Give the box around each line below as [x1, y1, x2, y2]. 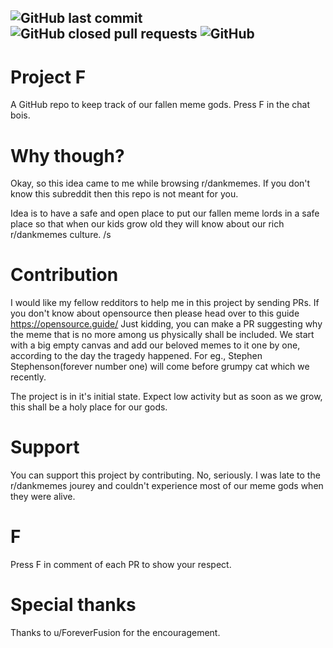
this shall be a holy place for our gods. [10, 401, 168, 413]
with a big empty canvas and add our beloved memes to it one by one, [10, 339, 301, 351]
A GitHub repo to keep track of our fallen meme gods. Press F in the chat [10, 99, 311, 111]
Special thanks [10, 594, 137, 616]
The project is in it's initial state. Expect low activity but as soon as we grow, [10, 391, 323, 403]
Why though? [10, 144, 125, 167]
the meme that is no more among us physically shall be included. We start [10, 329, 315, 341]
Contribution [10, 264, 119, 286]
